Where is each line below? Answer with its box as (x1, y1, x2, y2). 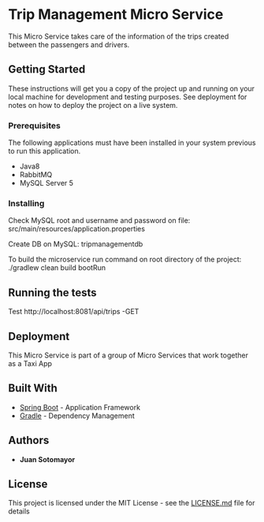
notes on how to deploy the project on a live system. (8, 100, 178, 109)
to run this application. (8, 146, 81, 156)
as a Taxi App (8, 358, 53, 368)
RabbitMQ (19, 170, 53, 180)
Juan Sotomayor (19, 454, 76, 464)
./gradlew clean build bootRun (8, 263, 106, 272)
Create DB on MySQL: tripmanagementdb (8, 239, 143, 249)
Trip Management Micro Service (8, 6, 224, 24)
